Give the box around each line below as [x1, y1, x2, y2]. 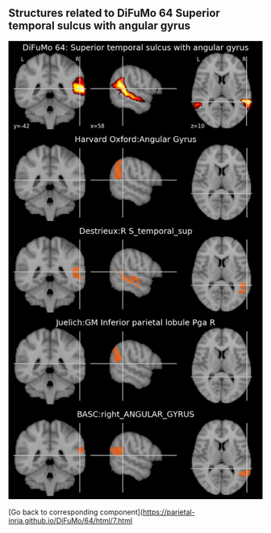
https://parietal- [142, 507, 195, 517]
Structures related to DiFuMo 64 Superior [8, 6, 220, 20]
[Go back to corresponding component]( [8, 507, 144, 517]
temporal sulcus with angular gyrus [8, 19, 191, 33]
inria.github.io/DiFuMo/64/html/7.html [8, 516, 133, 526]
